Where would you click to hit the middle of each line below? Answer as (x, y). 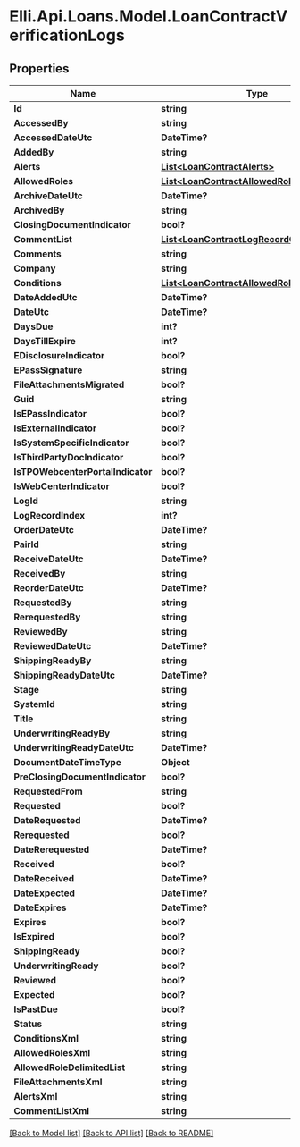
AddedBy (34, 152)
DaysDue (33, 326)
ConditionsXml (46, 1038)
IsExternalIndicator (55, 428)
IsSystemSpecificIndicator (71, 443)
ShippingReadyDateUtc (65, 675)
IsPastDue (36, 1009)
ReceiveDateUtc (49, 559)
